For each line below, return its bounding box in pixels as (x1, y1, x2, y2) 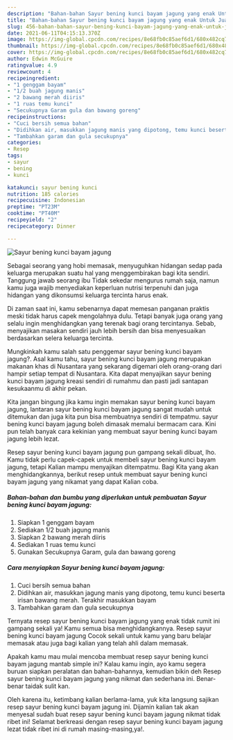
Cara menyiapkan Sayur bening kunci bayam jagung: (7, 564, 165, 572)
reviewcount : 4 (7, 68, 51, 75)
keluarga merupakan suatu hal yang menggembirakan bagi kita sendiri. (7, 269, 210, 277)
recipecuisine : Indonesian (7, 197, 85, 204)
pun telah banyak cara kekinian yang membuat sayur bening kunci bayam (7, 427, 218, 435)
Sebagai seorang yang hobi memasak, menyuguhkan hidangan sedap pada (7, 261, 223, 269)
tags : (7, 152, 23, 160)
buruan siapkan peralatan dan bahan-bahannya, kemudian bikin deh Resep (7, 667, 222, 675)
